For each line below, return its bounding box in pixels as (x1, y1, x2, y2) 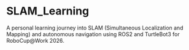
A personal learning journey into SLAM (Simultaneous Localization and (6, 24, 184, 31)
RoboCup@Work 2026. (6, 37, 65, 44)
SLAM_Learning (6, 4, 90, 18)
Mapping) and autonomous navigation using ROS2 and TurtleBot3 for (6, 30, 180, 37)
